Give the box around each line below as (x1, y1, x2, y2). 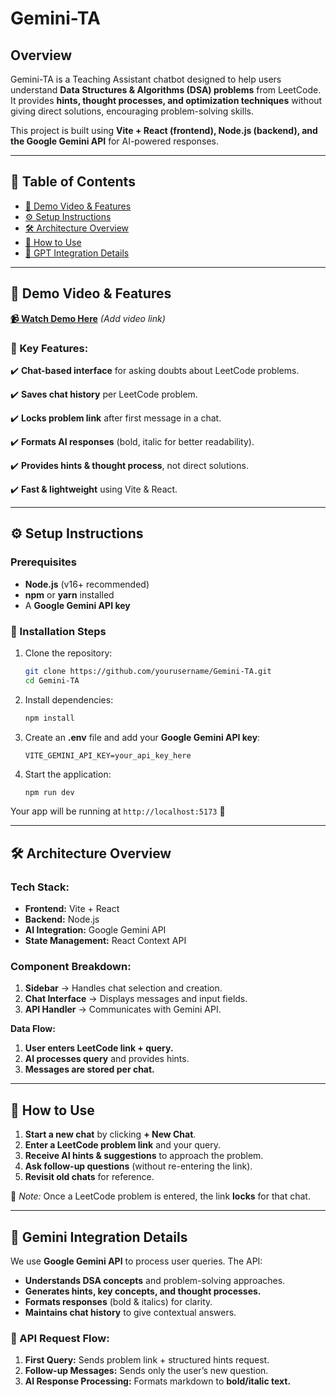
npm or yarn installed (24, 588, 115, 601)
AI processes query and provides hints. (24, 1053, 190, 1065)
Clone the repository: (24, 647, 113, 659)
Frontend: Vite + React (24, 903, 120, 915)
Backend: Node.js (24, 913, 100, 926)
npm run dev (24, 787, 75, 797)
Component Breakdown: (10, 960, 132, 974)
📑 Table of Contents (10, 173, 136, 191)
